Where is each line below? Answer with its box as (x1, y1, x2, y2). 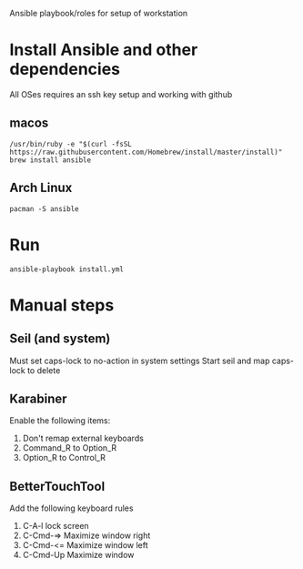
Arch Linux (9, 180, 73, 196)
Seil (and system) (9, 331, 111, 347)
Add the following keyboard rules (9, 503, 134, 513)
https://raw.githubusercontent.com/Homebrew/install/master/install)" (9, 147, 283, 157)
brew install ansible (9, 155, 92, 165)
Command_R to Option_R (22, 442, 117, 453)
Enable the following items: (9, 415, 111, 426)
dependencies (9, 59, 121, 80)
